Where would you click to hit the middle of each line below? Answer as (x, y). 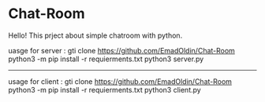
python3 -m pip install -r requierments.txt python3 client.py (105, 89)
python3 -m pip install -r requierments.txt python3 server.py (106, 59)
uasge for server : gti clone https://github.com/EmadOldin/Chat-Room (121, 50)
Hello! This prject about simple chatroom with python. (95, 35)
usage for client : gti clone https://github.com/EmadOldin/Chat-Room (120, 81)
